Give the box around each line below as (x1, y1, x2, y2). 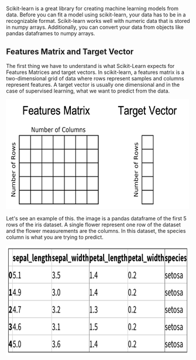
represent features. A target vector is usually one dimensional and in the (6, 81, 180, 88)
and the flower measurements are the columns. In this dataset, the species (6, 227, 186, 234)
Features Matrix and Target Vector (6, 47, 134, 57)
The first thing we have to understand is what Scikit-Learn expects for (6, 62, 175, 69)
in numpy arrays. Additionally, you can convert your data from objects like (6, 23, 184, 30)
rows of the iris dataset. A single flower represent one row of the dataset (6, 221, 181, 228)
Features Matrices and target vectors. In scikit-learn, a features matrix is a (6, 69, 184, 76)
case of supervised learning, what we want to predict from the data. (6, 87, 170, 94)
